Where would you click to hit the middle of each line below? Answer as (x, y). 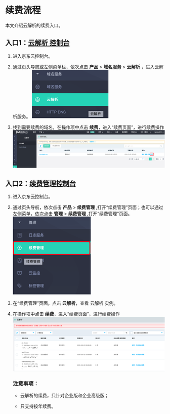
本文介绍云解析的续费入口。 (34, 25)
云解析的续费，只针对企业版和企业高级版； (65, 396)
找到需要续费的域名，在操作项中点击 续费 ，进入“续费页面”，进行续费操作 (88, 127)
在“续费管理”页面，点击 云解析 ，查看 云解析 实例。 (65, 303)
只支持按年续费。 (38, 406)
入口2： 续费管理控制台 (41, 183)
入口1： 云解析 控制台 (37, 43)
